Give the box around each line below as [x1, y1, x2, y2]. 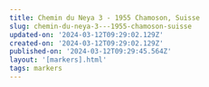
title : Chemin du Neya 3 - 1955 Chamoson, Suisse [9, 13, 201, 23]
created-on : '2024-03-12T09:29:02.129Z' [9, 38, 165, 48]
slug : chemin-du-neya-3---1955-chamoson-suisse [9, 22, 193, 31]
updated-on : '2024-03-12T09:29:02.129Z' [9, 30, 165, 39]
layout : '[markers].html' [9, 55, 107, 64]
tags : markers [9, 64, 63, 73]
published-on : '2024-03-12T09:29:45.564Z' [9, 47, 172, 56]
